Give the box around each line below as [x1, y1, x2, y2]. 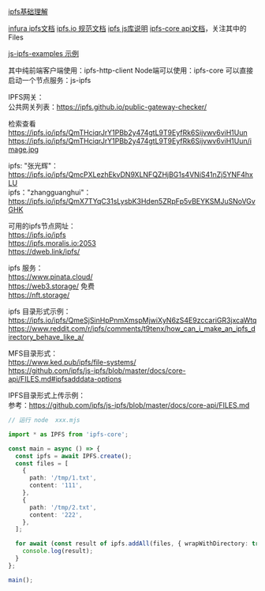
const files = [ [15, 459, 69, 468]
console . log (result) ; [22, 548, 93, 555]
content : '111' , [28, 481, 83, 490]
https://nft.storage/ [8, 291, 70, 299]
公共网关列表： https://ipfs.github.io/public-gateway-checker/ [8, 102, 207, 111]
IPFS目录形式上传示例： [8, 390, 85, 400]
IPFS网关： [8, 92, 44, 101]
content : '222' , [28, 510, 83, 519]
